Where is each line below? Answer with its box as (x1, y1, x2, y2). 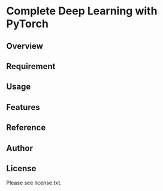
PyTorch (6, 17, 49, 31)
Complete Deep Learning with (6, 4, 158, 18)
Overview (6, 41, 44, 51)
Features (6, 102, 40, 112)
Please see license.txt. (6, 179, 62, 187)
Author (6, 143, 33, 153)
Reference (6, 123, 46, 133)
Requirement (6, 61, 56, 71)
